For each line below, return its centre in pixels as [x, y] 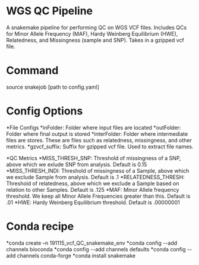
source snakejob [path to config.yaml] [53, 87]
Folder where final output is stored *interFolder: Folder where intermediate [97, 134]
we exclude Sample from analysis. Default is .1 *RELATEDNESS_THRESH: [96, 177]
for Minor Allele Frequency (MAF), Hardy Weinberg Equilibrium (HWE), [92, 33]
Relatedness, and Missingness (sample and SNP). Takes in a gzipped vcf [95, 40]
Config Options [45, 111]
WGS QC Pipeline [50, 11]
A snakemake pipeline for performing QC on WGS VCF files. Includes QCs [97, 27]
